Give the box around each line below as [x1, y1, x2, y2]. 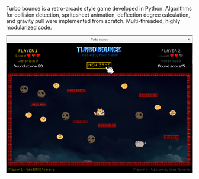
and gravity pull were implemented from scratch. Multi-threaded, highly [6, 18, 181, 24]
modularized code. [6, 24, 52, 31]
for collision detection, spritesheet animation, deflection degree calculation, [6, 11, 191, 18]
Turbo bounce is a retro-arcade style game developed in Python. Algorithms [6, 5, 192, 12]
